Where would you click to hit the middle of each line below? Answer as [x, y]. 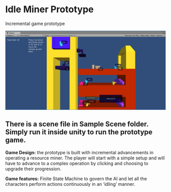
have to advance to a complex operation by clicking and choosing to [77, 163]
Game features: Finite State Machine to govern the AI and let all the [76, 178]
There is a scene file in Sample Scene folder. [77, 124]
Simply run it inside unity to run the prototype [79, 132]
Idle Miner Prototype [50, 9]
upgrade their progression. [33, 169]
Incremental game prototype [35, 23]
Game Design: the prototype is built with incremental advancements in [79, 152]
